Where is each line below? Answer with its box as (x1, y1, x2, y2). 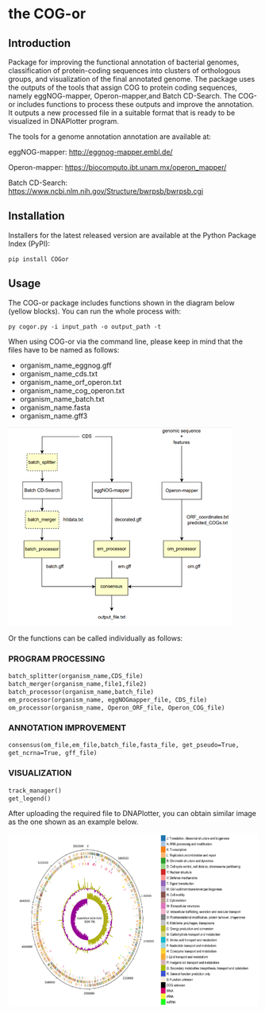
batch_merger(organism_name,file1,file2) (8, 680, 148, 688)
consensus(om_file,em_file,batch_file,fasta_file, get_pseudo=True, (8, 741, 240, 749)
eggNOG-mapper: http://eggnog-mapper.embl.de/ (8, 148, 173, 156)
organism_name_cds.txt (19, 368, 98, 378)
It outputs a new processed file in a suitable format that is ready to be (8, 108, 236, 117)
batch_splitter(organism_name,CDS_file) (8, 672, 144, 680)
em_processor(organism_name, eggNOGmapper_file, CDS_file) (8, 695, 208, 703)
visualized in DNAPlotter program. (8, 117, 119, 125)
